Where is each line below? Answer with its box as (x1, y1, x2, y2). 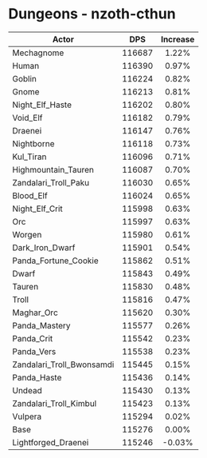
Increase (160, 34, 195, 45)
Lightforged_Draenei (12, 436, 89, 448)
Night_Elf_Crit (12, 203, 64, 214)
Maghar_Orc (12, 307, 58, 318)
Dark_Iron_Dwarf (12, 241, 76, 253)
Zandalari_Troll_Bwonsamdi (12, 359, 115, 370)
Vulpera (12, 411, 42, 422)
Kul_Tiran (12, 151, 47, 162)
